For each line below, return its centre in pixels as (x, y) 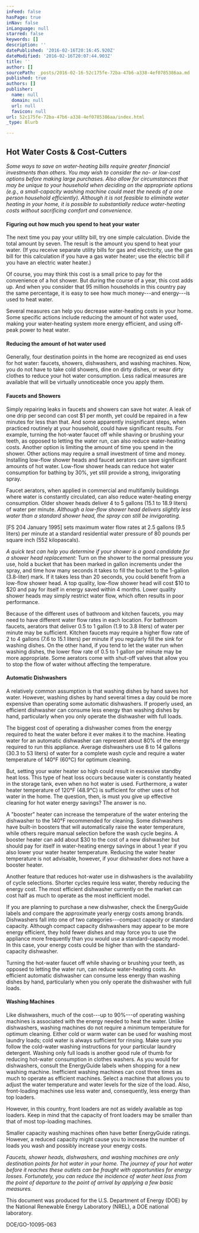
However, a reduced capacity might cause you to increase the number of (96, 1139)
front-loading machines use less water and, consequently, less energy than (98, 1091)
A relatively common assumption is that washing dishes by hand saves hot (97, 691)
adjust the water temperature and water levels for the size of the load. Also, (98, 1084)
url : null (23, 106)
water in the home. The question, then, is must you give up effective (89, 796)
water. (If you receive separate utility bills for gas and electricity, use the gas (99, 250)
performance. (23, 602)
